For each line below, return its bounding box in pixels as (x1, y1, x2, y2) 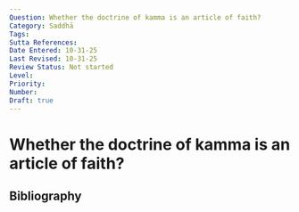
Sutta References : (9, 37, 78, 47)
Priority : (9, 79, 46, 88)
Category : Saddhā (9, 21, 74, 30)
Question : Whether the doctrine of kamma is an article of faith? (9, 12, 262, 22)
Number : (9, 87, 38, 96)
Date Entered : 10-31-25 (9, 46, 98, 55)
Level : (9, 71, 34, 80)
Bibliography (9, 188, 82, 203)
